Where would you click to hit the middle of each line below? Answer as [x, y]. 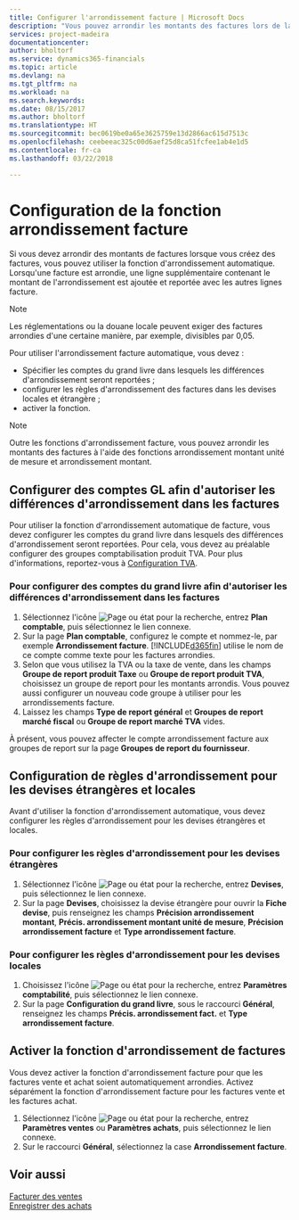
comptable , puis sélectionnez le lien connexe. [106, 626]
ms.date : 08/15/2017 [48, 109]
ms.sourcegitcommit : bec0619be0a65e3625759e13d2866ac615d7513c [129, 134]
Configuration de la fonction [116, 210]
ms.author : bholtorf [48, 117]
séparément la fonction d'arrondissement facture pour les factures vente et [147, 1091]
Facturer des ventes [46, 1196]
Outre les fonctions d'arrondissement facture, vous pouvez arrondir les [139, 443]
